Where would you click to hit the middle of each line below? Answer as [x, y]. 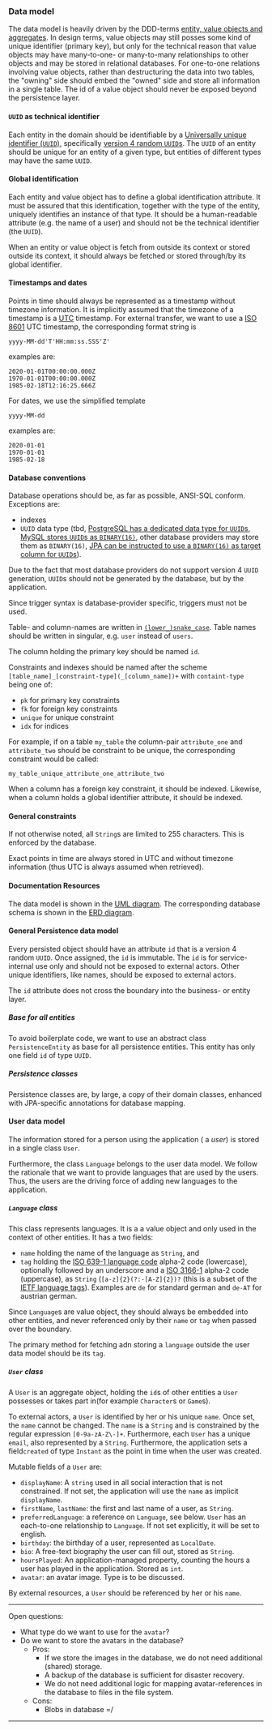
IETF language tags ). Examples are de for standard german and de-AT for [141, 1287]
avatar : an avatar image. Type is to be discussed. [102, 1577]
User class [26, 1372]
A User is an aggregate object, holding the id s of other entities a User [123, 1392]
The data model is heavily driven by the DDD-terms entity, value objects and [136, 29]
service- [234, 957]
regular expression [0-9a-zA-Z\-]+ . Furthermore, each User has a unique [130, 1433]
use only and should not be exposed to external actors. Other [138, 966]
